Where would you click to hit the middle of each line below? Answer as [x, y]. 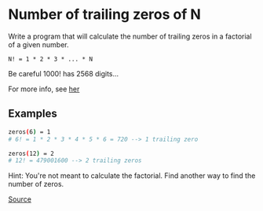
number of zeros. [36, 184]
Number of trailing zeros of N [105, 15]
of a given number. [38, 44]
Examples [33, 114]
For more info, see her [44, 89]
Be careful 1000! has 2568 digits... [64, 73]
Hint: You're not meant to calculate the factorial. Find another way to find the [132, 176]
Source [20, 199]
